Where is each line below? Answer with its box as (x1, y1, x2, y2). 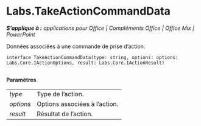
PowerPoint (6, 30, 35, 38)
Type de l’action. (37, 90, 84, 99)
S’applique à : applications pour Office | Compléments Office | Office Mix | (6, 24, 195, 32)
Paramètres (6, 76, 37, 83)
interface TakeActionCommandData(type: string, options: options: (6, 54, 178, 60)
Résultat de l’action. (37, 110, 93, 118)
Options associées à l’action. (37, 100, 119, 108)
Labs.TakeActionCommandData (6, 4, 171, 18)
